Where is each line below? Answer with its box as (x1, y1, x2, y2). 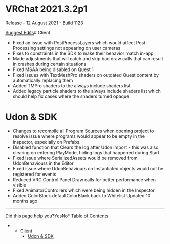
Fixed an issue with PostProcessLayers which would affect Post (12, 39, 146, 46)
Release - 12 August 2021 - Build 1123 (5, 20, 83, 26)
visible (12, 182, 26, 188)
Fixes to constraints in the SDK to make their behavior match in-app (12, 50, 154, 56)
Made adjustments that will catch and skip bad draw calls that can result (12, 55, 163, 61)
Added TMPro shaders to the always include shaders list (12, 82, 131, 89)
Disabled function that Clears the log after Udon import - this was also (12, 144, 159, 150)
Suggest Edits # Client (5, 29, 51, 36)
